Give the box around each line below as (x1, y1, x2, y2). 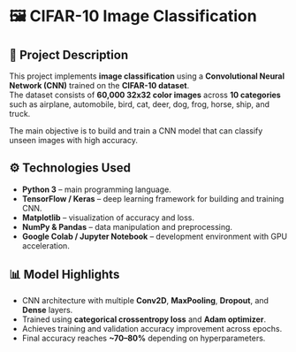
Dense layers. (21, 304, 73, 315)
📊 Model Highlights (9, 267, 120, 282)
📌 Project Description (9, 47, 129, 62)
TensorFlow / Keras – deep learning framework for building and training (21, 193, 285, 203)
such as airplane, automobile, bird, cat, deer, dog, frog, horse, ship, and (9, 99, 269, 110)
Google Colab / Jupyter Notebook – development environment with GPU (21, 231, 288, 241)
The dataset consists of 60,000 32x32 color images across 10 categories (9, 89, 281, 100)
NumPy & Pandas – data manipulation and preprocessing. (21, 221, 232, 232)
